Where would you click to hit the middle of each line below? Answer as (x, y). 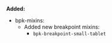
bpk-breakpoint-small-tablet (70, 34)
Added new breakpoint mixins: (62, 27)
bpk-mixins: (30, 20)
